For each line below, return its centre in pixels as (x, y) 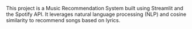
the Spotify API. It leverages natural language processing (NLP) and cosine (96, 14)
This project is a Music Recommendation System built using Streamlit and (95, 8)
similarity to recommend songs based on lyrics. (63, 20)
